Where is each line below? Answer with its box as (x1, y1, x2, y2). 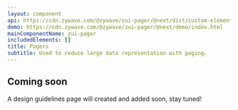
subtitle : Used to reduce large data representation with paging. (7, 50, 208, 57)
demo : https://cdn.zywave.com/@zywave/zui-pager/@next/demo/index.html (7, 23, 223, 30)
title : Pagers (7, 43, 50, 50)
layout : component (7, 10, 62, 18)
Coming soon (7, 75, 68, 88)
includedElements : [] (7, 37, 72, 44)
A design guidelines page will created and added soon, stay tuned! (7, 94, 202, 103)
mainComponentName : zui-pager (7, 30, 97, 37)
